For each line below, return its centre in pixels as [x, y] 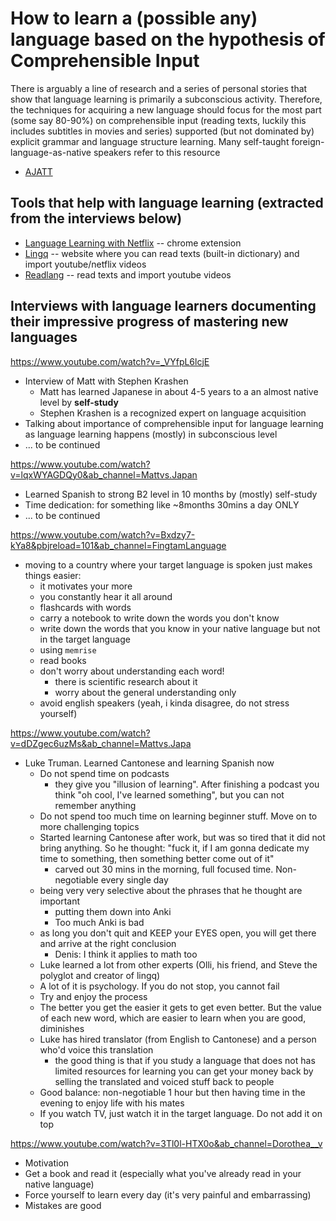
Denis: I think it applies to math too [126, 954]
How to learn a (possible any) [134, 18]
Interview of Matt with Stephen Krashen [106, 381]
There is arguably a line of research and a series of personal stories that [159, 88]
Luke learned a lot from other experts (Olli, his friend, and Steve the [178, 964]
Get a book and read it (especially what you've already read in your [163, 1173]
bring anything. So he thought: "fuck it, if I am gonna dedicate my [174, 848]
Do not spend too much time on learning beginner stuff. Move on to [178, 816]
